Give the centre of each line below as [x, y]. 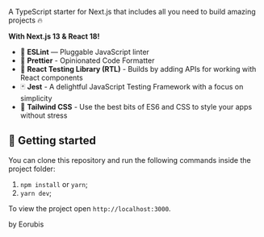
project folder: [32, 168]
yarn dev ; [36, 193]
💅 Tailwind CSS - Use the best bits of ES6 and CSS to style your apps [136, 107]
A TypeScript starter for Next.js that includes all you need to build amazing [132, 12]
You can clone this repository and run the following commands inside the [130, 160]
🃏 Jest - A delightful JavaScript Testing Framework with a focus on [132, 87]
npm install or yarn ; [54, 184]
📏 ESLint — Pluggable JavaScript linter [84, 52]
